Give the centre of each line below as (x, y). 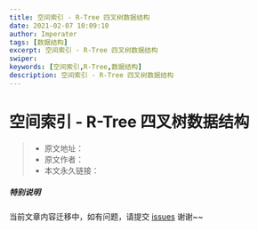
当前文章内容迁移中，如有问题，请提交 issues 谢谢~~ (106, 216)
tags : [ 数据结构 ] (39, 42)
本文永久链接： (72, 171)
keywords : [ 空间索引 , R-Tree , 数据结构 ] (76, 67)
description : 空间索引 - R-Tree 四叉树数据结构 (92, 75)
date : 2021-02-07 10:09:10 (59, 26)
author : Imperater (43, 34)
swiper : (24, 59)
